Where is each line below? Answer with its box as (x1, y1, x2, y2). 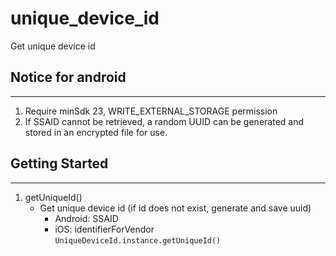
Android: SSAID (54, 212, 119, 224)
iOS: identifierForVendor (54, 223, 155, 235)
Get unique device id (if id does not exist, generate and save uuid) (39, 202, 312, 214)
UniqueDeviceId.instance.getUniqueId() (54, 235, 222, 246)
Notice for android (10, 69, 127, 86)
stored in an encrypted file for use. (24, 126, 168, 138)
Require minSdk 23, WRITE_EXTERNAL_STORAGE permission (24, 105, 278, 117)
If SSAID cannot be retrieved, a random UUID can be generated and (24, 115, 305, 127)
